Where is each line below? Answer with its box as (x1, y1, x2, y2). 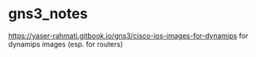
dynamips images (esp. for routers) (8, 39, 124, 48)
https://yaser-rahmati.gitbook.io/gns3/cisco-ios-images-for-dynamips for (8, 31, 249, 40)
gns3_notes (8, 5, 89, 23)
